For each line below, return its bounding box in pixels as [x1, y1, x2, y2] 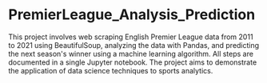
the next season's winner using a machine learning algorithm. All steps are [8, 49, 254, 58]
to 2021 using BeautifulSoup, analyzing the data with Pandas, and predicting [8, 40, 260, 49]
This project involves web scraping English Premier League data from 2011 [8, 32, 253, 41]
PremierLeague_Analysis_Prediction [8, 6, 256, 24]
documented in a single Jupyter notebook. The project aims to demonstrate [8, 57, 257, 67]
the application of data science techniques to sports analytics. [8, 65, 213, 75]
